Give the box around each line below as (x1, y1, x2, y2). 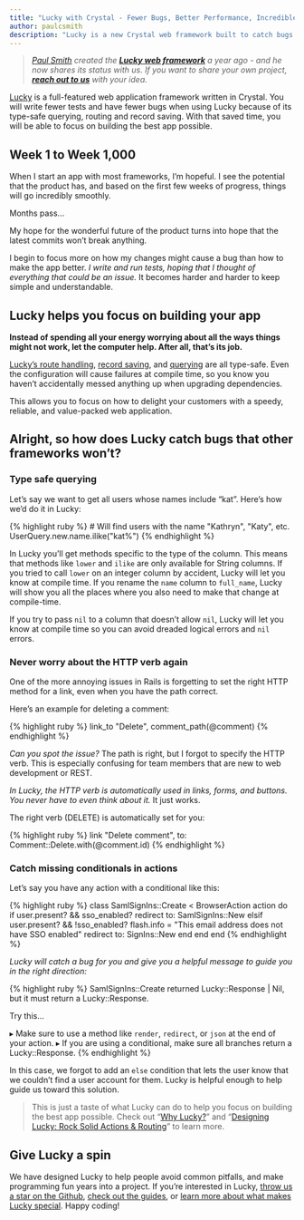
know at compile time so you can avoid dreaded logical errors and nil (9, 623, 270, 634)
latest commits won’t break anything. (9, 235, 147, 246)
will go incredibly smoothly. (9, 190, 111, 201)
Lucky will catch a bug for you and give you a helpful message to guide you (9, 956, 293, 967)
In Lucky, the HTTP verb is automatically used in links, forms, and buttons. (9, 785, 288, 796)
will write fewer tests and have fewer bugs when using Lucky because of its (9, 102, 292, 112)
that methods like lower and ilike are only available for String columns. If (9, 557, 283, 568)
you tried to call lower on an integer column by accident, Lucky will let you (9, 567, 286, 578)
